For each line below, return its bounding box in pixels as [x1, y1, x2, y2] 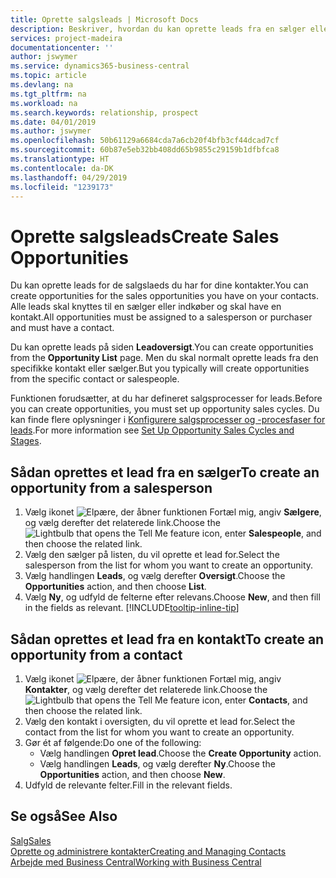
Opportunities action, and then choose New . [39, 768, 226, 780]
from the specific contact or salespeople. [10, 373, 180, 385]
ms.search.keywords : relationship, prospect [10, 107, 199, 118]
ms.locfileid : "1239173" [10, 182, 114, 192]
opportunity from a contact [10, 646, 183, 663]
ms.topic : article [10, 71, 87, 81]
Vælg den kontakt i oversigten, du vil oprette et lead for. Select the [24, 715, 296, 727]
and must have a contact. [10, 322, 115, 334]
